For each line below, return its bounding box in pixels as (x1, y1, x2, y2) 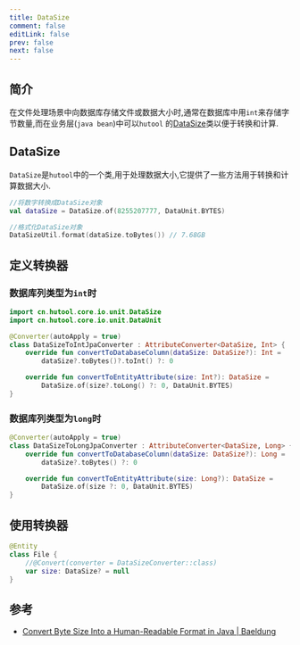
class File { (9, 550, 58, 558)
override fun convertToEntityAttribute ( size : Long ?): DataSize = (25, 474, 274, 483)
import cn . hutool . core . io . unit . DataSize (9, 307, 162, 317)
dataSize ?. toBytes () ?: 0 (41, 458, 138, 467)
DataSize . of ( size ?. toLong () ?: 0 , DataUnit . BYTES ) (41, 381, 234, 391)
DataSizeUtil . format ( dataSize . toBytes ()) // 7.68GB (9, 231, 205, 240)
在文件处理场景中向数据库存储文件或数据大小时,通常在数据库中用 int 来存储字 (9, 106, 290, 117)
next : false (9, 46, 54, 55)
